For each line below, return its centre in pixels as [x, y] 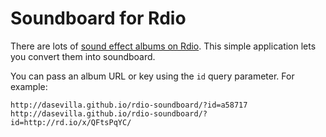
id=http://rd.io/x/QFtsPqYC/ [71, 122]
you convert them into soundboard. [83, 56]
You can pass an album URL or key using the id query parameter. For [152, 76]
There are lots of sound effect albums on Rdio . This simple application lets [163, 46]
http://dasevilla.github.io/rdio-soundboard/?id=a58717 [129, 105]
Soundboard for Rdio [98, 18]
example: [29, 86]
